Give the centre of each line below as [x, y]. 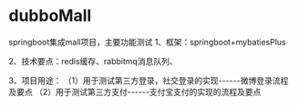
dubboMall [50, 16]
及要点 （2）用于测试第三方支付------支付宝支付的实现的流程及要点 [135, 92]
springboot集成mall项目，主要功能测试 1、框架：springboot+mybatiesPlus [147, 42]
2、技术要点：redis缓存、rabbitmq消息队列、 [93, 61]
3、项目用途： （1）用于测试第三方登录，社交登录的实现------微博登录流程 [149, 80]
